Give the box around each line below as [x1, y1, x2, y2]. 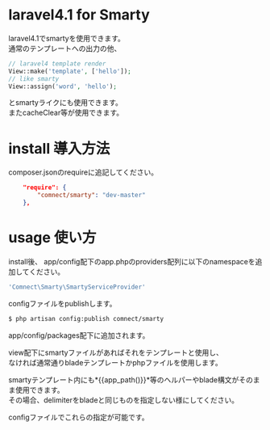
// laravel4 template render [8, 59, 106, 68]
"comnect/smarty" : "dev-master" [37, 192, 147, 200]
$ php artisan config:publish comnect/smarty [8, 314, 164, 322]
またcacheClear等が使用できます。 [8, 107, 124, 118]
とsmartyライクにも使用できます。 [8, 98, 123, 107]
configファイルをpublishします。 [8, 298, 117, 308]
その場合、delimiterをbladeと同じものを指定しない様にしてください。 [8, 394, 239, 405]
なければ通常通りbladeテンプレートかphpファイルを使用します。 [8, 357, 223, 367]
